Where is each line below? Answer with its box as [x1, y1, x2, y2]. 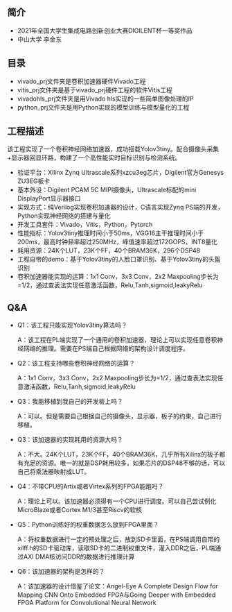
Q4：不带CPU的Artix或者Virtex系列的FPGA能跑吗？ [17, 482, 164, 491]
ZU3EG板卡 [17, 177, 51, 185]
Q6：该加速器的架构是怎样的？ [17, 568, 105, 576]
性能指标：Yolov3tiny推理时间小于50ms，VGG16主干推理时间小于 [17, 229, 204, 237]
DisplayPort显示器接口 [17, 194, 81, 203]
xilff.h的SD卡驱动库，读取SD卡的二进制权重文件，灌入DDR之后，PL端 [17, 544, 215, 552]
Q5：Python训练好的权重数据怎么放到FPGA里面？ [17, 520, 159, 529]
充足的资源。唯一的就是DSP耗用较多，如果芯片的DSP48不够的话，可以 [23, 459, 226, 467]
